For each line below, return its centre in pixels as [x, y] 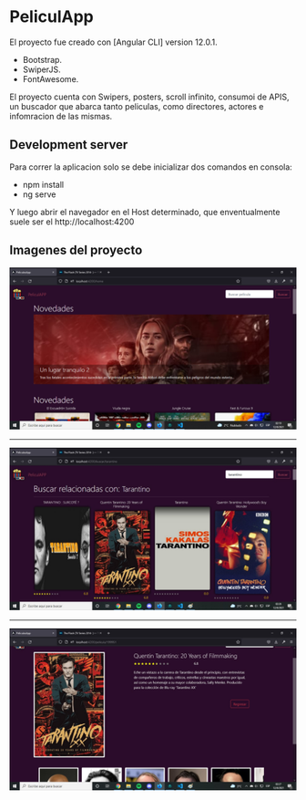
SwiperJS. [41, 69]
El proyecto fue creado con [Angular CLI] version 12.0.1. [113, 42]
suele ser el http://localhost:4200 [72, 222]
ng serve [39, 194]
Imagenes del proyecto [76, 250]
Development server [69, 145]
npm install [43, 184]
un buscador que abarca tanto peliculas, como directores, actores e [137, 106]
